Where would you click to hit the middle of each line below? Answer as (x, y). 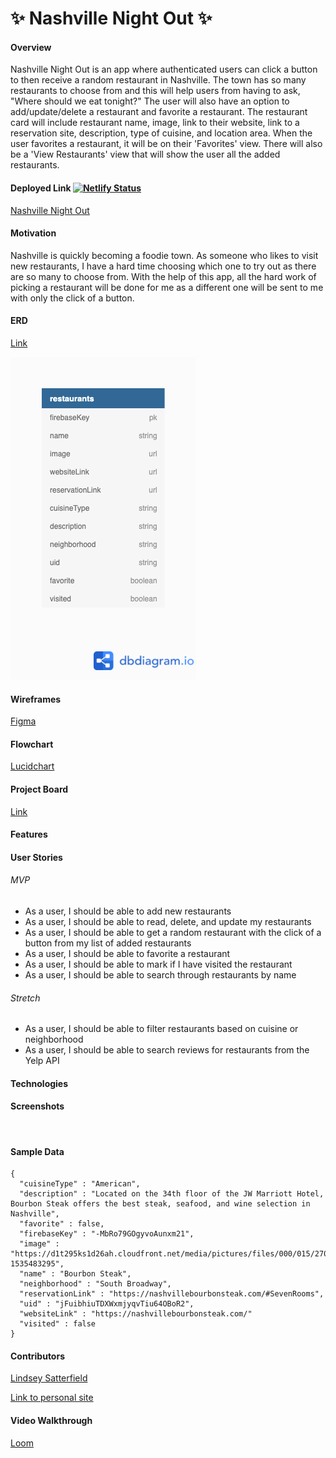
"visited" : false (58, 1324)
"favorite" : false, (62, 1224)
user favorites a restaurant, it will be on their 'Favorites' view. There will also (166, 144)
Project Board (39, 789)
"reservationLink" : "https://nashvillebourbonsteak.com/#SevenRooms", (172, 1294)
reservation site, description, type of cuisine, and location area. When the (161, 133)
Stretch (25, 998)
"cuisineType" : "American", (80, 1184)
